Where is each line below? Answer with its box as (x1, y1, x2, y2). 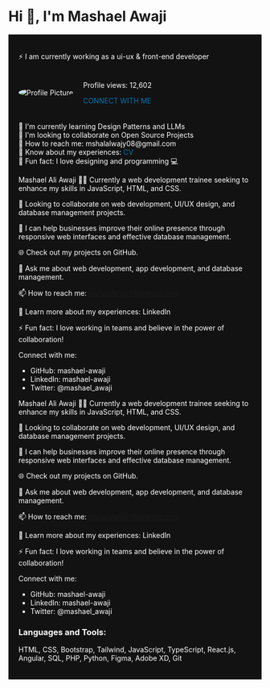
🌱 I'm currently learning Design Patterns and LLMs (18, 121, 186, 131)
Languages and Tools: (18, 626, 107, 637)
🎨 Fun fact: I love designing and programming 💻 (18, 156, 178, 166)
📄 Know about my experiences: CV (18, 147, 134, 156)
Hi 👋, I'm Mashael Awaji (8, 7, 167, 26)
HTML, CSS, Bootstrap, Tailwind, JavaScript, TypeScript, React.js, (18, 644, 236, 655)
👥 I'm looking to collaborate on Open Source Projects (18, 130, 194, 139)
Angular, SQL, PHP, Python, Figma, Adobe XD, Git (18, 653, 182, 663)
